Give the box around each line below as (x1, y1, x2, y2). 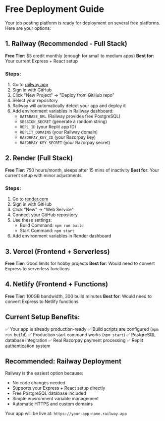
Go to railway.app (12, 82, 49, 88)
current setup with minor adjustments (5, 172, 82, 178)
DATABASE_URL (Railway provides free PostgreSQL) (19, 113, 121, 120)
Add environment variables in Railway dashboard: (12, 108, 114, 114)
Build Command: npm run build (19, 222, 84, 229)
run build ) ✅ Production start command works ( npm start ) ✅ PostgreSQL (5, 331, 156, 338)
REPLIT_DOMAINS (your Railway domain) (19, 129, 98, 135)
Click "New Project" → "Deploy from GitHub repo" (12, 92, 115, 98)
